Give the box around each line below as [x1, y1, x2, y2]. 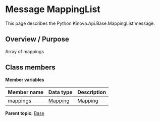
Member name [8, 89, 44, 96]
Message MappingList [5, 4, 101, 15]
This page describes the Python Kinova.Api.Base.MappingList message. [5, 20, 155, 26]
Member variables [5, 76, 44, 83]
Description [77, 89, 106, 96]
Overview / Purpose [5, 35, 70, 44]
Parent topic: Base [5, 110, 44, 116]
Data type [48, 89, 73, 96]
